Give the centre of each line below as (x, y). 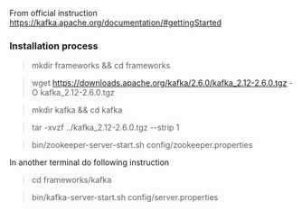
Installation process (54, 46)
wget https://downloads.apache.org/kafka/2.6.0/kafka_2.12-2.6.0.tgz (159, 83)
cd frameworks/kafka (71, 180)
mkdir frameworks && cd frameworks (101, 66)
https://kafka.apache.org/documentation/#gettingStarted (116, 23)
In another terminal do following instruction (90, 162)
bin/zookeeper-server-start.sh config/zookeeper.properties (142, 145)
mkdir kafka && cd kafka (77, 110)
